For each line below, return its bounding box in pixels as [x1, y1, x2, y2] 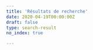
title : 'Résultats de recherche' [6, 8, 88, 15]
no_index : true [6, 30, 44, 36]
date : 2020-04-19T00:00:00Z [6, 14, 75, 20]
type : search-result [6, 24, 57, 31]
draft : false [6, 19, 38, 25]
